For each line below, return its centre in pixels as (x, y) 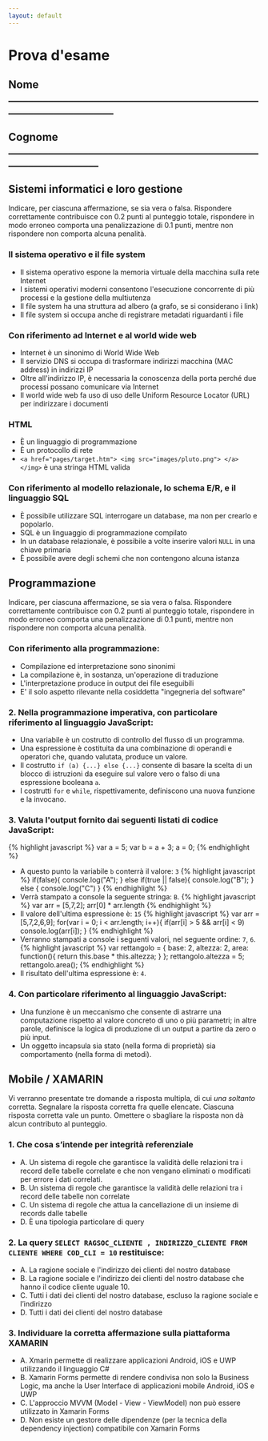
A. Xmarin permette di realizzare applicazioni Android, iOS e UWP (128, 1360)
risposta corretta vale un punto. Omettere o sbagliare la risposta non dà (126, 1115)
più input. (36, 1037)
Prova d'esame (59, 55)
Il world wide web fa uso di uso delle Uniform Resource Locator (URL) (135, 395)
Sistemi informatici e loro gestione (96, 189)
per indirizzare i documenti (64, 404)
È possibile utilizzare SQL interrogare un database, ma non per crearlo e (138, 515)
